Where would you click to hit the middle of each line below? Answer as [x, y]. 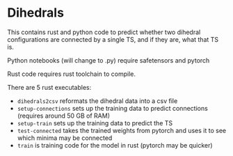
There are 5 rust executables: [49, 87]
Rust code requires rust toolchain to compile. [72, 74]
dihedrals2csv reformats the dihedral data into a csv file [97, 101]
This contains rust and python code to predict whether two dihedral [104, 32]
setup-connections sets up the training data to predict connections [113, 108]
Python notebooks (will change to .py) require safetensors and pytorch [109, 60]
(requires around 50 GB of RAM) [63, 116]
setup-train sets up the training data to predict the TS [95, 123]
